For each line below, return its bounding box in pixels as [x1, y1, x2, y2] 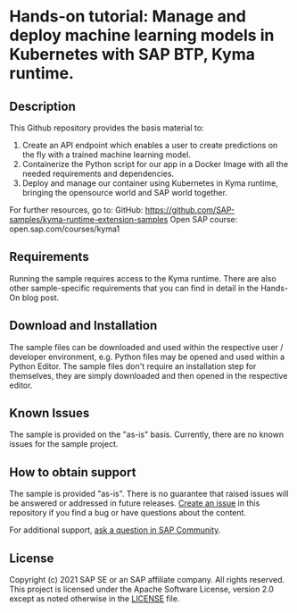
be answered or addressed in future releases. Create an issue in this [9, 498, 260, 508]
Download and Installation [9, 318, 158, 333]
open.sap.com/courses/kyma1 [9, 223, 120, 234]
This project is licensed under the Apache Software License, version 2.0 [9, 584, 275, 595]
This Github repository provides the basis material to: [9, 122, 204, 133]
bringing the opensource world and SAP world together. [21, 188, 227, 197]
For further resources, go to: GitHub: [9, 205, 144, 215]
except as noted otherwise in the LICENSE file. [9, 593, 180, 604]
